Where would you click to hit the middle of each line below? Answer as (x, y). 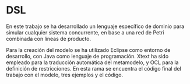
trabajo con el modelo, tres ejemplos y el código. (65, 75)
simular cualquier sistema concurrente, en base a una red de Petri (85, 32)
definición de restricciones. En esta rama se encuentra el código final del (94, 68)
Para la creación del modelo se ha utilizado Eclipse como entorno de (88, 50)
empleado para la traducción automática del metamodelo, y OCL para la (92, 62)
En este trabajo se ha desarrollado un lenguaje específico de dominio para (95, 26)
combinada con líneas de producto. (49, 38)
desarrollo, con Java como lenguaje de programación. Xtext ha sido (87, 56)
